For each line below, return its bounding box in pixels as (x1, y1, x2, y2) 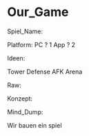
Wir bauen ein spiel (7, 121, 62, 129)
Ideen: (7, 53, 26, 62)
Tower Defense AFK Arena (7, 67, 83, 76)
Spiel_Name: (7, 27, 43, 35)
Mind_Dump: (7, 108, 43, 116)
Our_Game (7, 4, 69, 20)
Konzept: (7, 94, 33, 103)
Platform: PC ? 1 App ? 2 (7, 40, 76, 49)
